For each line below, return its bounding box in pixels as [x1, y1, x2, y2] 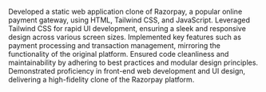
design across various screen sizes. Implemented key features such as [8, 32, 242, 42]
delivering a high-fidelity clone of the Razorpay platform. [8, 75, 195, 84]
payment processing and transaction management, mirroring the [8, 41, 221, 50]
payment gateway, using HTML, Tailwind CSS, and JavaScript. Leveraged [8, 15, 250, 25]
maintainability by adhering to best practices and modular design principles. [8, 58, 258, 67]
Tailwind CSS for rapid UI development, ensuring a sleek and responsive [8, 24, 246, 33]
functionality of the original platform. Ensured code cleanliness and [8, 50, 229, 58]
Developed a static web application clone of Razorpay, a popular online [8, 7, 243, 16]
